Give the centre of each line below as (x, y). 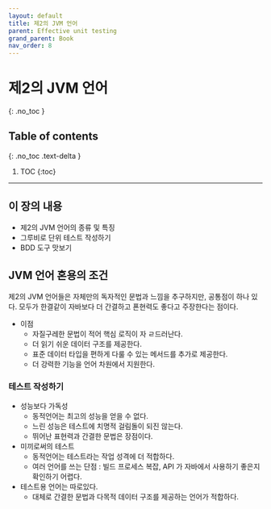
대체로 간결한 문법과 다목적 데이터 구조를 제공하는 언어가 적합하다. (135, 496)
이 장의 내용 (35, 207)
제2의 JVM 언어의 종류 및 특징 (67, 227)
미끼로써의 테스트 (47, 446)
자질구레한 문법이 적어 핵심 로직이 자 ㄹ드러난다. (107, 334)
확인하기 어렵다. (57, 476)
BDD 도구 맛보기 (46, 248)
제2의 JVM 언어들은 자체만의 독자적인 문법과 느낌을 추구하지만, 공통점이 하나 (129, 296)
